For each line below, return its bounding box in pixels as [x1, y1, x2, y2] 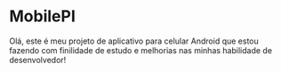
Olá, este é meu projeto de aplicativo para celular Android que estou [9, 36, 260, 46]
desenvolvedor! [9, 54, 67, 65]
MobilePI [9, 6, 76, 27]
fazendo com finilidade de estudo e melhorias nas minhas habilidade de [9, 44, 273, 55]
